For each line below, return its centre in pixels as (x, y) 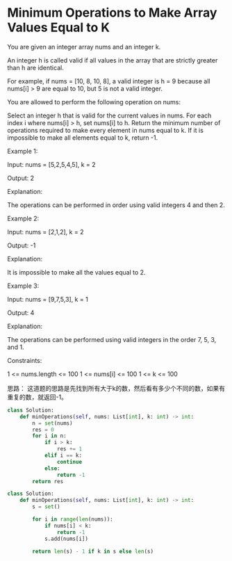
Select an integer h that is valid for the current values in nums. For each (109, 115)
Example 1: (23, 151)
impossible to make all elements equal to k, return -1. (83, 138)
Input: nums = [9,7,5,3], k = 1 (48, 299)
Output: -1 (22, 245)
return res (48, 481)
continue (69, 462)
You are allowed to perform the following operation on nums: (94, 101)
